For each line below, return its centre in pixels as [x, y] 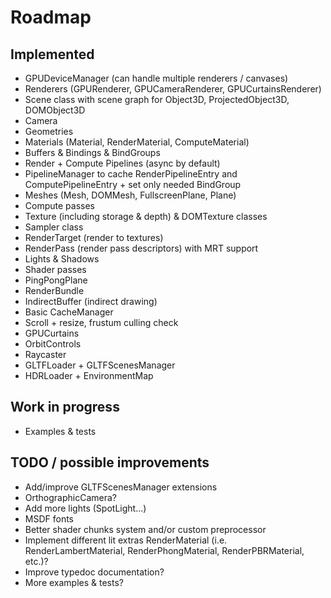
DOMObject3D [55, 110]
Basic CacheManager [69, 312]
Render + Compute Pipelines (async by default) [122, 163]
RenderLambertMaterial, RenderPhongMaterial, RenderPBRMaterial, [164, 550]
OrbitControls [53, 344]
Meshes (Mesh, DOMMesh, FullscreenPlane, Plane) [130, 195]
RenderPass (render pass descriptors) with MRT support [141, 248]
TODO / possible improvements [110, 462]
